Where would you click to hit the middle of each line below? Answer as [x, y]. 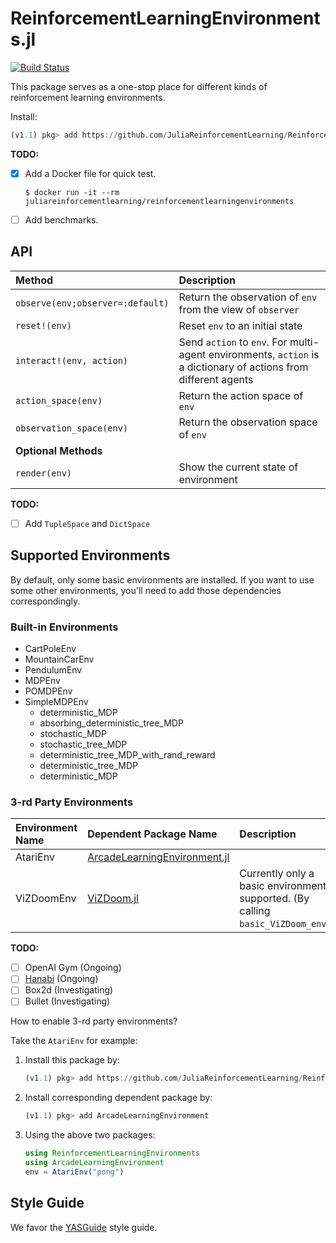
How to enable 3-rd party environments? [94, 1021]
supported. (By [274, 899]
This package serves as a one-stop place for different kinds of [139, 86]
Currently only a [277, 874]
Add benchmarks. [61, 219]
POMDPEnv [48, 691]
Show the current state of [238, 467]
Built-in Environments [64, 627]
